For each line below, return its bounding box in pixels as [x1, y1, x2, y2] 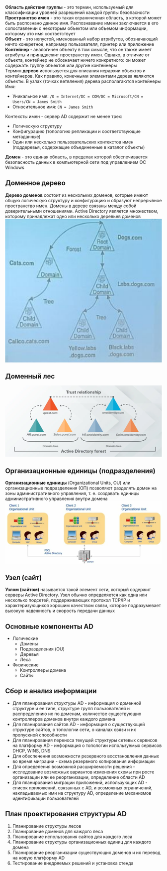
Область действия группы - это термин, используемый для [5, 4, 134, 10]
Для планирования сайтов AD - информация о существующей [12, 721, 145, 727]
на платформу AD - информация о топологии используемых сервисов [12, 742, 162, 748]
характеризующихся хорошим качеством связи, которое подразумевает [5, 603, 162, 609]
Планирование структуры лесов [12, 823, 82, 829]
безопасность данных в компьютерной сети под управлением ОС [5, 159, 147, 165]
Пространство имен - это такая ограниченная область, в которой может [5, 15, 162, 20]
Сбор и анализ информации [5, 687, 97, 695]
